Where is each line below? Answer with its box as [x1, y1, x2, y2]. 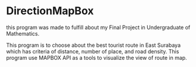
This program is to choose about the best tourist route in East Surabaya [6, 42, 181, 49]
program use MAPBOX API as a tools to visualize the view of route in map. [6, 54, 187, 61]
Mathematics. [6, 30, 40, 37]
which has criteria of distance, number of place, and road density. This [6, 47, 179, 55]
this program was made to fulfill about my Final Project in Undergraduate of [6, 24, 191, 31]
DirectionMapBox [6, 4, 94, 18]
